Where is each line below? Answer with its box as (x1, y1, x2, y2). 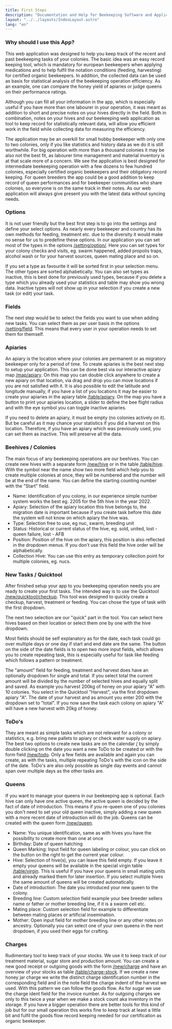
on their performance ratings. (5, 88, 68, 95)
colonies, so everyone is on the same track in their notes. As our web (5, 185, 151, 191)
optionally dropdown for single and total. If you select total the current (5, 673, 153, 679)
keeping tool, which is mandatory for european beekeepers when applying (5, 61, 162, 67)
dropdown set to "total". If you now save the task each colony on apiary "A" (5, 700, 164, 706)
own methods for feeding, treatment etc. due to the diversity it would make (5, 231, 163, 237)
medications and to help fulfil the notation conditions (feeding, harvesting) (5, 67, 162, 73)
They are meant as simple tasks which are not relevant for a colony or (5, 730, 153, 736)
